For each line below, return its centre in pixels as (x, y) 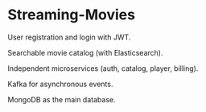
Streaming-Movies (72, 15)
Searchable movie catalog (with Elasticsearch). (85, 52)
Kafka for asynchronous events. (60, 84)
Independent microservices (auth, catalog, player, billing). (103, 68)
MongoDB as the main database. (62, 99)
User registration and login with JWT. (69, 37)
